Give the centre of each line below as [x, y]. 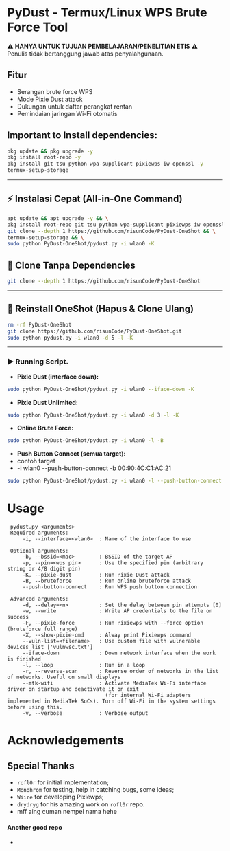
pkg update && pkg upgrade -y [50, 151]
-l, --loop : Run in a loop [84, 665]
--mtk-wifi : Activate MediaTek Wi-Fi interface [114, 683]
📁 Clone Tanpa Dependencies [71, 265]
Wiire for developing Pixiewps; [60, 797]
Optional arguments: [39, 551]
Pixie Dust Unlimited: [48, 402]
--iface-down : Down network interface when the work [119, 653]
